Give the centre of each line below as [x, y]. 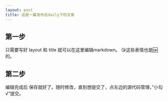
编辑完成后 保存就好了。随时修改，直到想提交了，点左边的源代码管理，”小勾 [84, 87]
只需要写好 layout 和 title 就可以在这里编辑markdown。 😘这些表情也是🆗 [82, 50]
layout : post [19, 10]
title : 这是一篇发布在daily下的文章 [40, 15]
